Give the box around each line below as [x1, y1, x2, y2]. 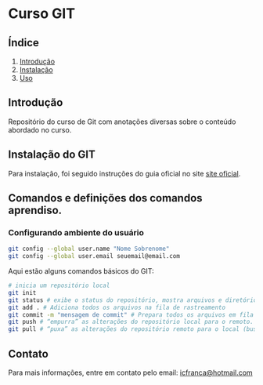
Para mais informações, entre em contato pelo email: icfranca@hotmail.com [8, 368, 253, 377]
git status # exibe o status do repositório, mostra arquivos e [8, 296, 222, 304]
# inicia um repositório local [8, 281, 110, 290]
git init [8, 289, 37, 296]
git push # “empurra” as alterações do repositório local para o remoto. [8, 318, 254, 326]
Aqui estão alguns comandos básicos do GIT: [8, 267, 154, 276]
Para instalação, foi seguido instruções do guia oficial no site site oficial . [8, 169, 241, 178]
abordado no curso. [8, 125, 72, 134]
